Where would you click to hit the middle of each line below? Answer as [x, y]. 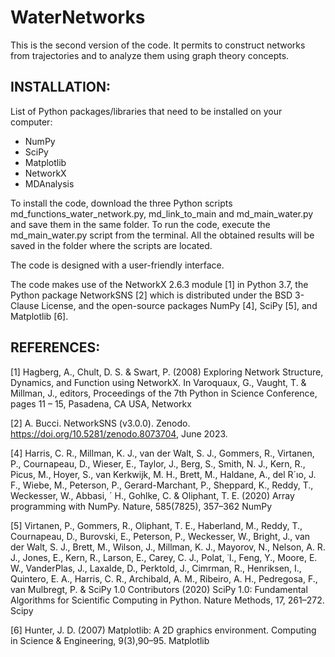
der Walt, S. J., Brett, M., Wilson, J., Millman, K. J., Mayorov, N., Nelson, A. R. [168, 547]
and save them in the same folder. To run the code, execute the [140, 224]
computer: [31, 122]
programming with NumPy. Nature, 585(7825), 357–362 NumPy [141, 506]
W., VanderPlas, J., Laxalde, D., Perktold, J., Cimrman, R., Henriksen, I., [156, 568]
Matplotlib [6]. [39, 316]
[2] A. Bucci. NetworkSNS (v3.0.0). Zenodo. [100, 423]
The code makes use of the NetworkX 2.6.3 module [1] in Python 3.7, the [159, 284]
